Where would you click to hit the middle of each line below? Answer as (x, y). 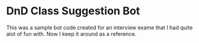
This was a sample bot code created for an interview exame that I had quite (99, 27)
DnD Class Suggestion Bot (73, 11)
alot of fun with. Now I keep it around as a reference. (72, 33)
